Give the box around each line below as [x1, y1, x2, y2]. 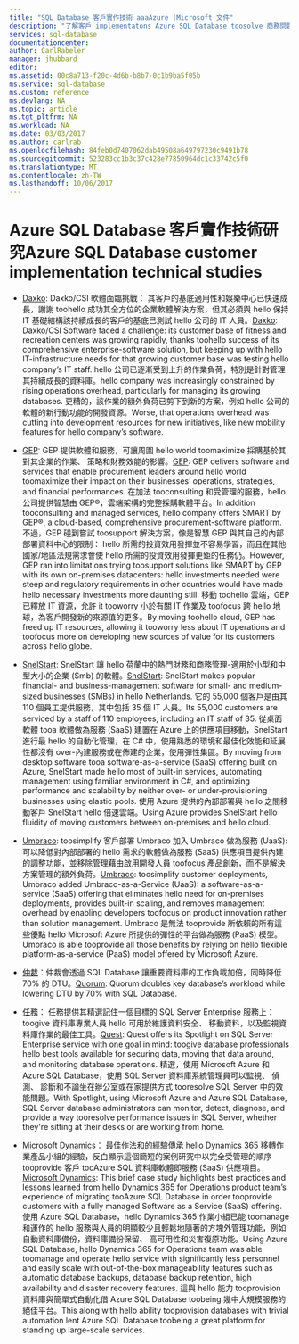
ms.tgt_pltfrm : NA [9, 112, 77, 121]
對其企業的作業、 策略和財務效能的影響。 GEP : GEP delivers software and [21, 456, 290, 467]
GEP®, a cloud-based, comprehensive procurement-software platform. [21, 517, 282, 527]
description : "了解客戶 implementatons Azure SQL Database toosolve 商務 [9, 21, 280, 30]
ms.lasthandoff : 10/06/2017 [9, 179, 114, 188]
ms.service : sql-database [9, 79, 105, 88]
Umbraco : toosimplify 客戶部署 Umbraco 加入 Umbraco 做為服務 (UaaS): [21, 835, 287, 846]
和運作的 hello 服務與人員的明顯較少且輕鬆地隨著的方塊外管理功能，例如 [21, 1223, 287, 1233]
